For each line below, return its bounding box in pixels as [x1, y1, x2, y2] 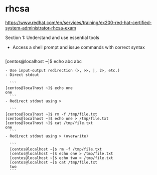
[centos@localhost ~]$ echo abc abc [5, 58, 82, 64]
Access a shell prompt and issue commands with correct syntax [12, 44, 145, 50]
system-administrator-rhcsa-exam [5, 24, 76, 30]
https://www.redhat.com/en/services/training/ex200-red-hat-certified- [5, 19, 152, 25]
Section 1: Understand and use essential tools [5, 34, 99, 40]
